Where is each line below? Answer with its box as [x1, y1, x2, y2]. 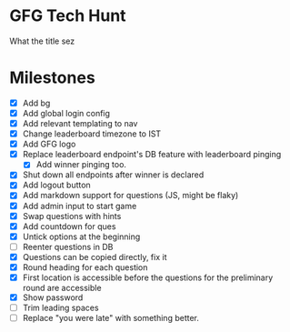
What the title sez [9, 35, 75, 46]
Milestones [9, 67, 95, 88]
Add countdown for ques [22, 220, 116, 232]
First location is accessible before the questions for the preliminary [22, 272, 274, 283]
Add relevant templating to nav [22, 118, 138, 128]
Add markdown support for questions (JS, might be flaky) [22, 190, 239, 201]
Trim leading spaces [22, 302, 99, 314]
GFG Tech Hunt [9, 5, 126, 26]
